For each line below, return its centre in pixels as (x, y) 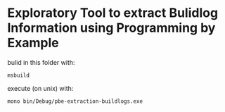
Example (33, 43)
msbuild (19, 75)
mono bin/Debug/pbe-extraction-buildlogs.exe (75, 101)
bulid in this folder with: (41, 62)
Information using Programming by (111, 28)
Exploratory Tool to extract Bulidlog (113, 13)
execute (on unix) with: (40, 88)
